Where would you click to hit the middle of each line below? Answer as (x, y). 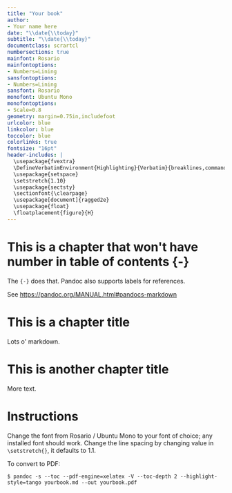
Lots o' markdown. (33, 341)
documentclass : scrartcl (43, 46)
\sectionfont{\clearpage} (51, 194)
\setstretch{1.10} (40, 180)
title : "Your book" (35, 13)
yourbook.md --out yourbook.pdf (90, 482)
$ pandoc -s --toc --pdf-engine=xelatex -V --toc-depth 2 (92, 476)
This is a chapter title (68, 322)
